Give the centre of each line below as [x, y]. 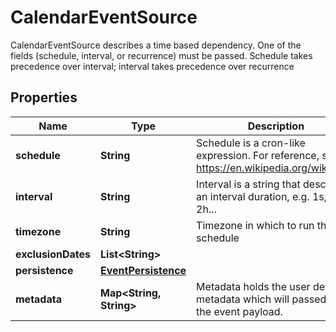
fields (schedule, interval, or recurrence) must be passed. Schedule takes [161, 55]
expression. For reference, [258, 155]
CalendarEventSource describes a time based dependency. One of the [156, 45]
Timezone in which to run [255, 225]
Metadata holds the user [253, 286]
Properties [44, 97]
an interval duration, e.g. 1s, [262, 196]
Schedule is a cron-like [251, 143]
